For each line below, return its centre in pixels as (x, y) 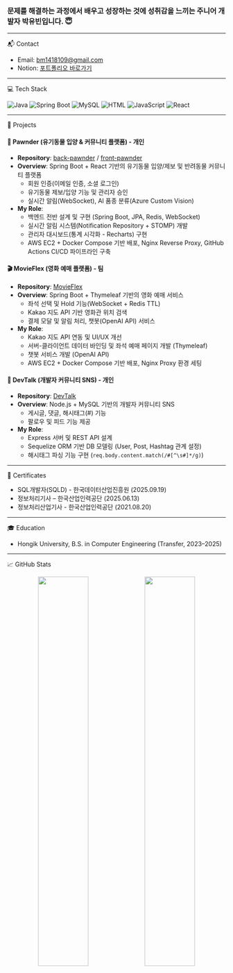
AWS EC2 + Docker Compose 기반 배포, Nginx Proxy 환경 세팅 (115, 363)
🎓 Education (26, 527)
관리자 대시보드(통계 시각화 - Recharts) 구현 (87, 234)
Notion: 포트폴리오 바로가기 (54, 68)
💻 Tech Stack (27, 89)
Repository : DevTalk (46, 396)
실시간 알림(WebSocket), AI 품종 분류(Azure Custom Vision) (111, 201)
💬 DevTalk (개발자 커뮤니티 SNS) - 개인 (61, 380)
